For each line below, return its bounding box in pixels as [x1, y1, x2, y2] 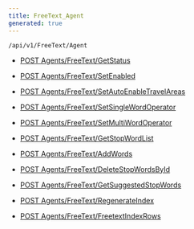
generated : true [8, 19, 63, 27]
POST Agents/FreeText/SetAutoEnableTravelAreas [19, 86, 186, 96]
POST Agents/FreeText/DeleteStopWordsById [19, 164, 171, 174]
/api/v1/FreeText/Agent [8, 41, 88, 49]
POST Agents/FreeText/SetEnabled [19, 71, 136, 80]
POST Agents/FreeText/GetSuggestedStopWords [19, 180, 182, 190]
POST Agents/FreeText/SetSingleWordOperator [19, 102, 176, 112]
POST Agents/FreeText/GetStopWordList [19, 133, 154, 143]
